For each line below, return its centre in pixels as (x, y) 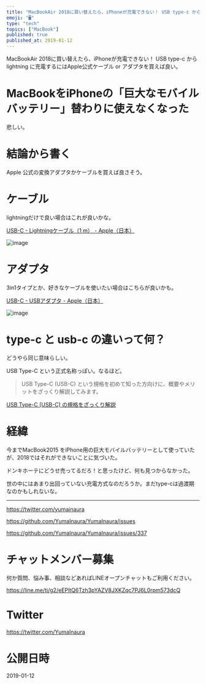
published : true (27, 35)
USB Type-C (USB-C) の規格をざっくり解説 (61, 404)
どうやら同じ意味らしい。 (39, 358)
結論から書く (39, 154)
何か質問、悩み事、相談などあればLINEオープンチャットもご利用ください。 (101, 578)
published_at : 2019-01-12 (39, 40)
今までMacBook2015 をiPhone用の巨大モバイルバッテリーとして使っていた (101, 450)
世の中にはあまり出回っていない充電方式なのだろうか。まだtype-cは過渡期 (101, 483)
